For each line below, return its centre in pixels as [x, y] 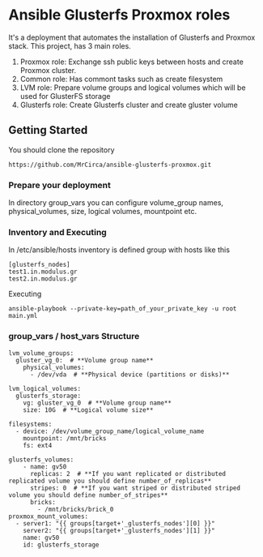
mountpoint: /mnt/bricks [65, 438]
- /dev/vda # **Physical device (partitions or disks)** [129, 375]
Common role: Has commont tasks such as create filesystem [121, 79]
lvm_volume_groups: [41, 353]
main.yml [23, 316]
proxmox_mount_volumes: [49, 516]
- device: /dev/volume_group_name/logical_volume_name [110, 431]
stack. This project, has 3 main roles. [70, 45]
